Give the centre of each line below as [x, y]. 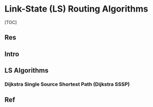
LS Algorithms [27, 70]
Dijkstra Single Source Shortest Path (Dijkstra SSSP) [67, 84]
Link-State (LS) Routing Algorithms [76, 9]
